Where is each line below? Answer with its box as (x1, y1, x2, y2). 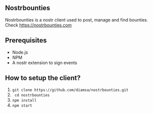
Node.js (12, 49, 28, 55)
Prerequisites (5, 36, 47, 45)
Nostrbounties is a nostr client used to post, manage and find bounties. (5, 17, 148, 23)
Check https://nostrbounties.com (5, 22, 72, 28)
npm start (12, 103, 33, 108)
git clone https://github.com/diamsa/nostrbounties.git (12, 88, 129, 92)
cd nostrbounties (14, 93, 50, 98)
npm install (12, 98, 37, 103)
